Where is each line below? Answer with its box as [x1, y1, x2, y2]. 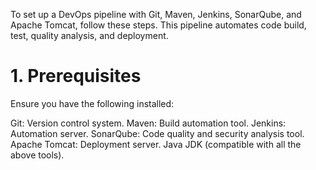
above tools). [10, 149, 65, 161]
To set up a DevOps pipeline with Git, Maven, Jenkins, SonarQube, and [10, 9, 302, 20]
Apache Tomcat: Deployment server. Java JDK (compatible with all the [10, 138, 302, 150]
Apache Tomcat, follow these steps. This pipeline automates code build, [10, 19, 307, 31]
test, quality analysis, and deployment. [10, 30, 169, 41]
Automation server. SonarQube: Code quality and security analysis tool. [10, 127, 305, 139]
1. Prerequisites [10, 65, 142, 88]
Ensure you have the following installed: [10, 97, 175, 109]
